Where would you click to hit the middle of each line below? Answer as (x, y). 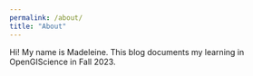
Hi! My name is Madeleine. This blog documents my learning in (127, 52)
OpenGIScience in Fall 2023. (63, 62)
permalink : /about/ (46, 18)
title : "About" (38, 26)
